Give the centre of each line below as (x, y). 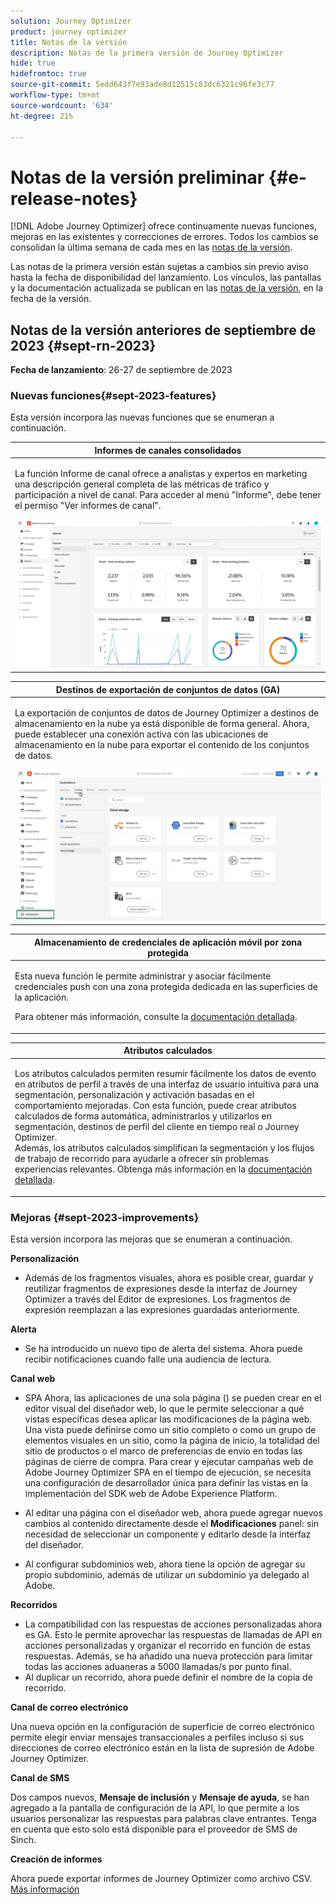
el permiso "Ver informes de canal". (88, 506)
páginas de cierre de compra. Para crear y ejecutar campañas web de (169, 1462)
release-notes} (74, 198)
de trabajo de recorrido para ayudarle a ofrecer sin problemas (141, 1159)
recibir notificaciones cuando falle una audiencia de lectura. (148, 1359)
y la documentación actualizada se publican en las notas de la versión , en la (167, 288)
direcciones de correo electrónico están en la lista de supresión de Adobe (162, 1748)
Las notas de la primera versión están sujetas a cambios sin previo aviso (159, 267)
